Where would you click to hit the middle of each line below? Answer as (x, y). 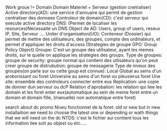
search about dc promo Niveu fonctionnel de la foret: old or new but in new (83, 107)
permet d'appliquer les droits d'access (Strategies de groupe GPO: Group (81, 44)
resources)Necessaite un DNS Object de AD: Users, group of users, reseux (83, 28)
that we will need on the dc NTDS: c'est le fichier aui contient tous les (77, 118)
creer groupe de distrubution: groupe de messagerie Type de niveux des (80, 65)
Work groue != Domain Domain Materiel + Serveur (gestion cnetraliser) (78, 7)
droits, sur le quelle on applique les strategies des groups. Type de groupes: (84, 55)
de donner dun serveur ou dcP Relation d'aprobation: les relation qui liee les (83, 87)
